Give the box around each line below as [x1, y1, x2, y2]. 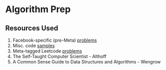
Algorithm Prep [5, 4, 71, 15]
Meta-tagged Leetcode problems [12, 48, 82, 54]
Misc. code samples [12, 43, 55, 49]
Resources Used [5, 24, 58, 32]
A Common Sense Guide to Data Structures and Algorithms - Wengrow [12, 59, 161, 64]
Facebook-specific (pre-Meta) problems [12, 37, 97, 43]
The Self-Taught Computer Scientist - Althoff [12, 53, 107, 59]
